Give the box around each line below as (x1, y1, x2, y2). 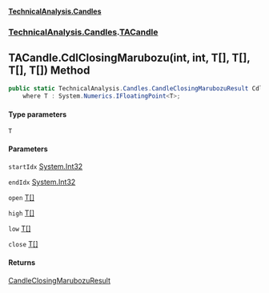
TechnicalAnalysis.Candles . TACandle (8, 26, 159, 38)
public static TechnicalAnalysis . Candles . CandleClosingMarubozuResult (8, 85, 249, 93)
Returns (8, 258, 36, 267)
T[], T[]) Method (8, 63, 90, 77)
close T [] (8, 239, 38, 249)
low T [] (8, 224, 31, 234)
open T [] (8, 193, 34, 203)
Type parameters (8, 109, 67, 119)
